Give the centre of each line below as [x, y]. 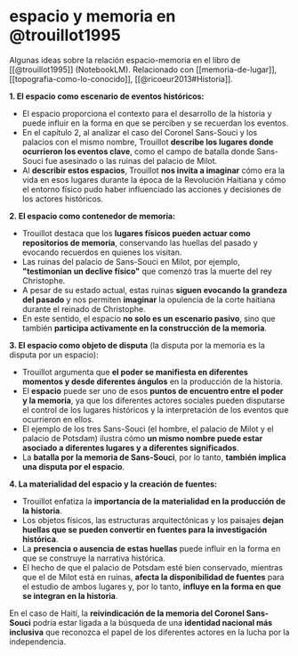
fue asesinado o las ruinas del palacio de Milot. [131, 160]
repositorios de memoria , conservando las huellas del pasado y [140, 242]
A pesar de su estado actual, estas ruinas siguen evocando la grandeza [154, 290]
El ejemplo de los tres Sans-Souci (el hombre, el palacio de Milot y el [148, 429]
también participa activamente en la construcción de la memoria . [144, 328]
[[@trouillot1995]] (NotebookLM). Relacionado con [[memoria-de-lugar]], [143, 70]
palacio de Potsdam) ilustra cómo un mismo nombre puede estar [142, 438]
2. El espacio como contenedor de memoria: [93, 216]
